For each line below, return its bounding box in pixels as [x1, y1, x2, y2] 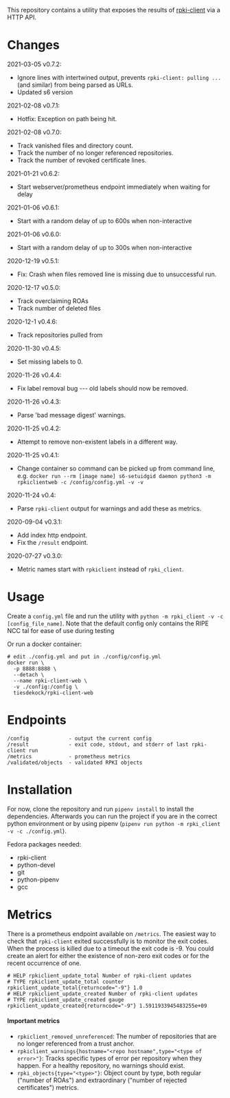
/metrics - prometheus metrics [7, 753, 130, 760]
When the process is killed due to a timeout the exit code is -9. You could [7, 944, 214, 953]
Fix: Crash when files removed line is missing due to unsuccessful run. [16, 270, 217, 278]
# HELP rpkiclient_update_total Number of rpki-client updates [7, 972, 192, 979]
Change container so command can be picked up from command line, [16, 464, 215, 473]
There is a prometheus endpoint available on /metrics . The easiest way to [7, 929, 216, 938]
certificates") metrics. [16, 1083, 79, 1091]
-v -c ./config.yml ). [7, 827, 67, 835]
